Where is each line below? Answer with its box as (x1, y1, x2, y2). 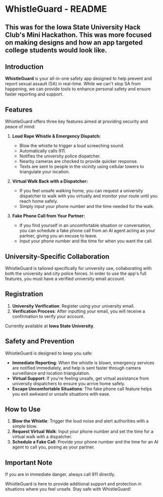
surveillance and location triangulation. (12, 370, 90, 376)
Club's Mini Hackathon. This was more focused (5, 30, 152, 39)
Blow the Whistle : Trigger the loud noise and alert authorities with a (12, 418, 149, 424)
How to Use (5, 405, 41, 414)
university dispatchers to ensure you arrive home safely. (12, 380, 125, 386)
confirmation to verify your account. (12, 313, 85, 319)
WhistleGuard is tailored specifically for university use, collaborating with (5, 265, 152, 271)
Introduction (5, 62, 44, 71)
